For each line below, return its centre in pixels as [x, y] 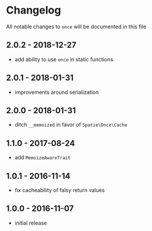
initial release [31, 223]
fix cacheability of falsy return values [60, 190]
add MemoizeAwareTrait [42, 157]
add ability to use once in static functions [64, 59]
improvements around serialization [57, 92]
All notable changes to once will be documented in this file [76, 27]
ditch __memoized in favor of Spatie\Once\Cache [71, 125]
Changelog [34, 10]
